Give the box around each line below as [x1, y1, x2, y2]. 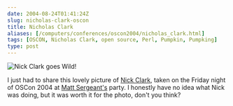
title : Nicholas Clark [7, 23, 73, 30]
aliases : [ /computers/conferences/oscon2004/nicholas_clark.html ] [7, 29, 205, 37]
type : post [7, 43, 39, 50]
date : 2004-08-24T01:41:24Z [7, 10, 90, 18]
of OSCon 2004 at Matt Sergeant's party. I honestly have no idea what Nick [7, 84, 225, 91]
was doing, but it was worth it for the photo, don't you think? [7, 91, 181, 99]
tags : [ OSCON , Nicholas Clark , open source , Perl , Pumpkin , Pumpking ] [7, 37, 218, 44]
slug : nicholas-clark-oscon [7, 17, 90, 24]
